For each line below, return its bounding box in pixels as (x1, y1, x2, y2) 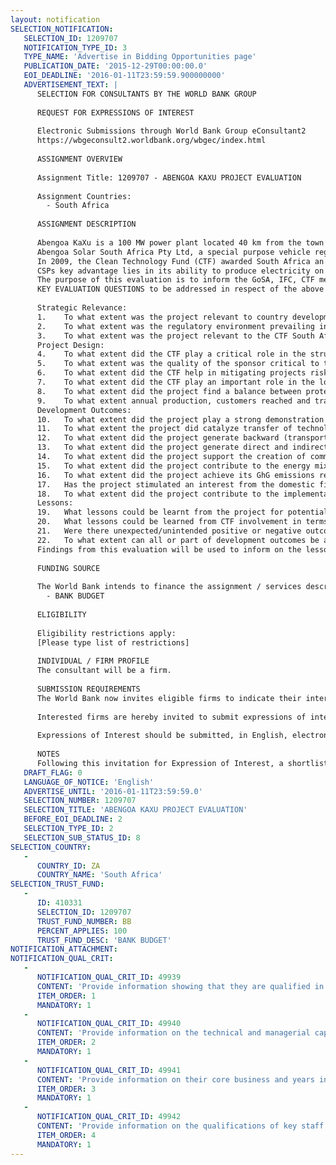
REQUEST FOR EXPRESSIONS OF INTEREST (36, 107, 195, 118)
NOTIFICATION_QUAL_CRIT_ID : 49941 (36, 1065, 182, 1075)
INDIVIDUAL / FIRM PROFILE (36, 656, 150, 666)
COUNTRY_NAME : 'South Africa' (36, 870, 163, 880)
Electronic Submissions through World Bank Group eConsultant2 (36, 126, 307, 136)
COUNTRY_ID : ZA (36, 861, 101, 871)
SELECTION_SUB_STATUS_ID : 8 (23, 832, 141, 843)
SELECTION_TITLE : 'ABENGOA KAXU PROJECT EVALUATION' (23, 805, 248, 815)
